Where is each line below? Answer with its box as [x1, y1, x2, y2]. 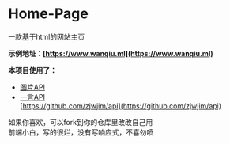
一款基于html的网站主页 [8, 32, 85, 41]
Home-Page [8, 5, 89, 23]
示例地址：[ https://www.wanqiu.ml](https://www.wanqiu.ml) [8, 48, 213, 58]
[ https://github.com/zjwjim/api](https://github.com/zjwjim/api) [19, 100, 222, 111]
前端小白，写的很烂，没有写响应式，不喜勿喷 [8, 127, 154, 137]
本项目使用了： [8, 65, 57, 75]
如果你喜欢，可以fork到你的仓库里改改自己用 [8, 117, 153, 127]
